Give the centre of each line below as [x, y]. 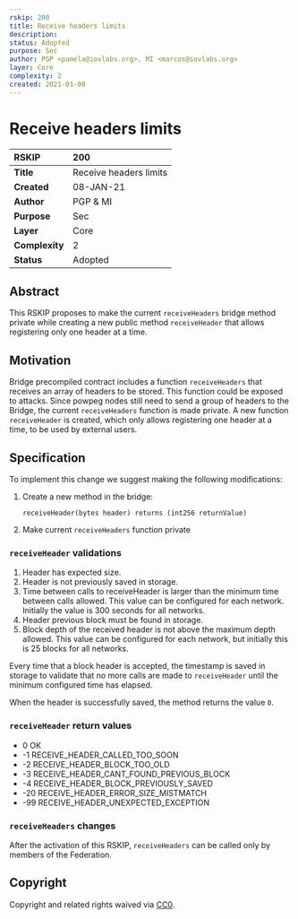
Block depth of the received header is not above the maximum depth [149, 629]
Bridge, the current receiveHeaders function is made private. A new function [149, 411]
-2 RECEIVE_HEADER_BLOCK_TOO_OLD [96, 764]
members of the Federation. [60, 854]
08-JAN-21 [99, 186]
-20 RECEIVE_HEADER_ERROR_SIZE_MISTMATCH [115, 793]
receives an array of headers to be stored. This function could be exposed [146, 392]
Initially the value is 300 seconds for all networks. [114, 611]
